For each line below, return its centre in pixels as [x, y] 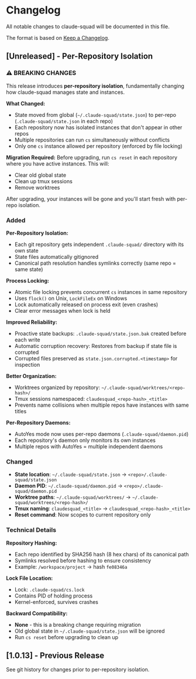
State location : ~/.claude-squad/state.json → [71, 474]
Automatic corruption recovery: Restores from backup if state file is [96, 346]
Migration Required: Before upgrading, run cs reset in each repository [92, 157]
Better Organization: [31, 376]
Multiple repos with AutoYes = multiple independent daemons [89, 446]
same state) [29, 269]
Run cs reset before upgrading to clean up [66, 637]
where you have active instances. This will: [58, 163]
